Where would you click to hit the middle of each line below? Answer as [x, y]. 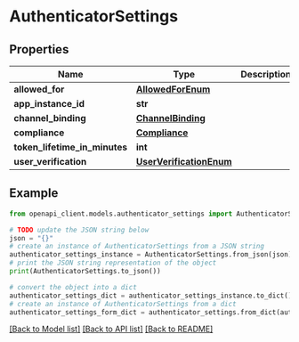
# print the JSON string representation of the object [113, 263]
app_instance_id [49, 104]
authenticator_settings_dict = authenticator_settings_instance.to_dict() [151, 296]
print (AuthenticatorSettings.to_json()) [85, 272]
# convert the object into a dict [73, 287]
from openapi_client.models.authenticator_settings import [121, 214]
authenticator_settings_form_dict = [77, 312]
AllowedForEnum [174, 89]
